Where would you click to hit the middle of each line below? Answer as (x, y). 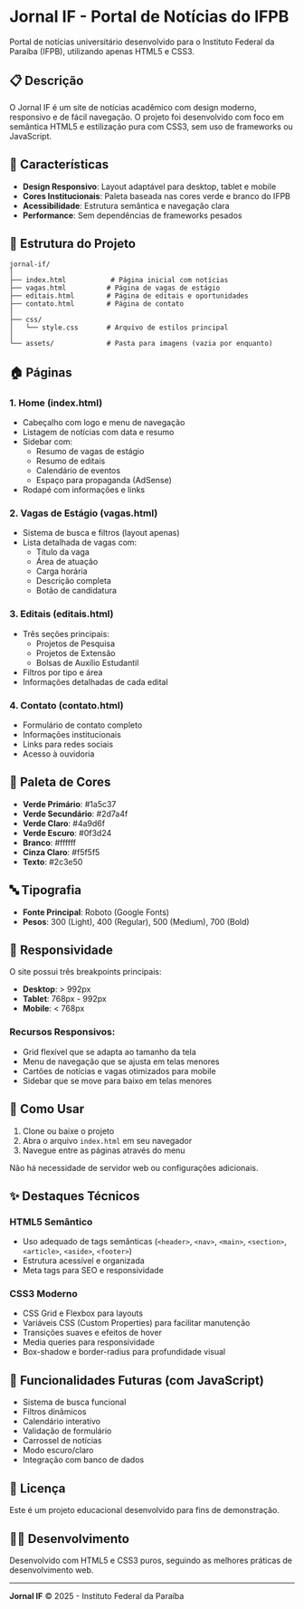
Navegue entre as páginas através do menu (104, 1150)
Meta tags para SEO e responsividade (93, 1271)
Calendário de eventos (78, 471)
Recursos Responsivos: (62, 1032)
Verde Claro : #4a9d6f (64, 823)
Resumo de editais (71, 461)
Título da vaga (63, 552)
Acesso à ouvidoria (58, 754)
